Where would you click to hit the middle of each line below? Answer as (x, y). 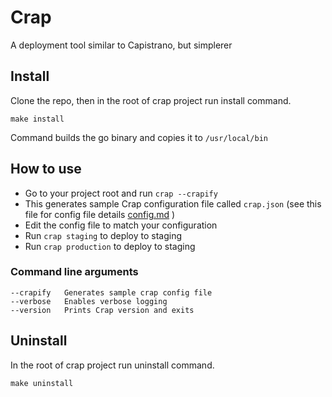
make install (37, 119)
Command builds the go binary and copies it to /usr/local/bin (139, 137)
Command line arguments (74, 272)
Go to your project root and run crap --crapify (121, 193)
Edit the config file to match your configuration (121, 225)
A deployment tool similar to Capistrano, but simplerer (121, 45)
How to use (46, 169)
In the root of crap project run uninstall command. (112, 365)
